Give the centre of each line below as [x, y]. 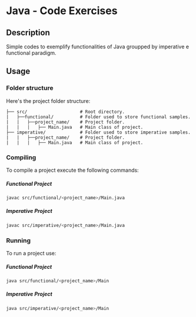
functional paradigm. [31, 53]
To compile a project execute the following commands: [73, 170]
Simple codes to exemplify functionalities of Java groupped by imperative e [98, 46]
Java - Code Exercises [62, 11]
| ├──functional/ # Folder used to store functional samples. [99, 117]
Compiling [21, 157]
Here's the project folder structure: [48, 101]
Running [19, 241]
